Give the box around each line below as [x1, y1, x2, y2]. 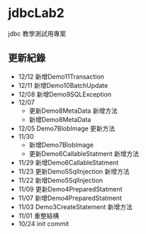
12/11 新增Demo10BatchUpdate [18, 81, 108, 89]
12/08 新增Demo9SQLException [18, 90, 112, 99]
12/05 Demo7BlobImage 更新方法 [18, 124, 116, 133]
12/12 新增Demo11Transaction [18, 72, 105, 81]
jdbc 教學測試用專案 [8, 29, 67, 38]
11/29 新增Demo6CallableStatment [18, 158, 119, 167]
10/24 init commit [18, 219, 69, 228]
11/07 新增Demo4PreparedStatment [18, 194, 123, 202]
